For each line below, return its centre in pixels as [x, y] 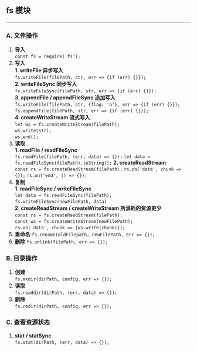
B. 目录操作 [22, 259]
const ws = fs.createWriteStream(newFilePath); [74, 222]
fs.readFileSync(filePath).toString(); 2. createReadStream [90, 163]
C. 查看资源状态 [28, 322]
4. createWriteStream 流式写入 [52, 118]
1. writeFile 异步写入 [39, 71]
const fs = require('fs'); [47, 57]
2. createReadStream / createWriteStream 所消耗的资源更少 [88, 208]
